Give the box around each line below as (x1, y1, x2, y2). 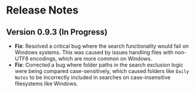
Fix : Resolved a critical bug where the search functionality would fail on (14, 42, 189, 49)
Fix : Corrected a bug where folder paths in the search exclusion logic (14, 61, 184, 68)
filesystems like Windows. (14, 80, 79, 87)
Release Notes (6, 4, 79, 17)
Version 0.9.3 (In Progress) (6, 27, 108, 37)
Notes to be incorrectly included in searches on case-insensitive (14, 74, 171, 81)
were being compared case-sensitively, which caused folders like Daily (14, 68, 189, 74)
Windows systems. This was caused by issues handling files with (14, 49, 174, 56)
